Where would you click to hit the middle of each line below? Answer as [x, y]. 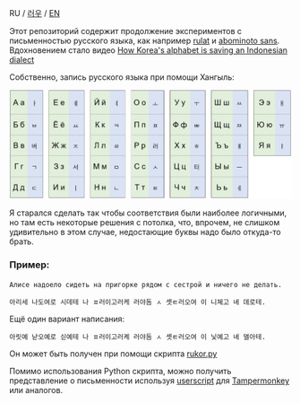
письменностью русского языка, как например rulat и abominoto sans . [145, 40]
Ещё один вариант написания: [67, 319]
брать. [21, 241]
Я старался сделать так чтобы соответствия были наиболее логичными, [148, 213]
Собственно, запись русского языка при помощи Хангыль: [122, 77]
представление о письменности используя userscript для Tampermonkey [150, 381]
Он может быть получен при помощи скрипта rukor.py [113, 354]
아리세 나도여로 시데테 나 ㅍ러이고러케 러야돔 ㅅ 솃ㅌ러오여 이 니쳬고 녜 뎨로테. [137, 302]
